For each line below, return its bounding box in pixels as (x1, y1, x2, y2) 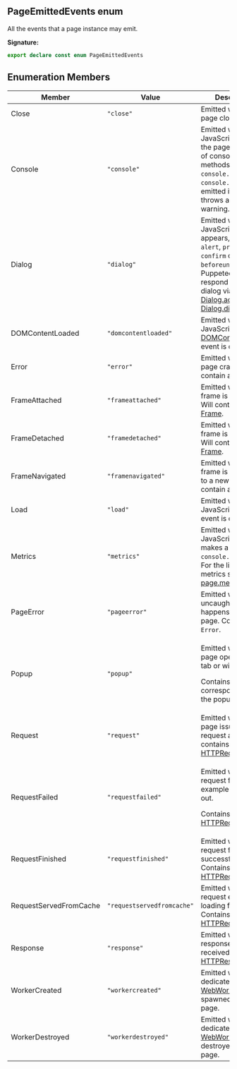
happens (200, 607, 230, 617)
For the (200, 560, 224, 570)
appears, (200, 233, 231, 243)
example (200, 784, 229, 794)
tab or (200, 660, 221, 670)
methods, (200, 159, 232, 169)
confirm (200, 252, 226, 260)
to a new (200, 476, 229, 485)
